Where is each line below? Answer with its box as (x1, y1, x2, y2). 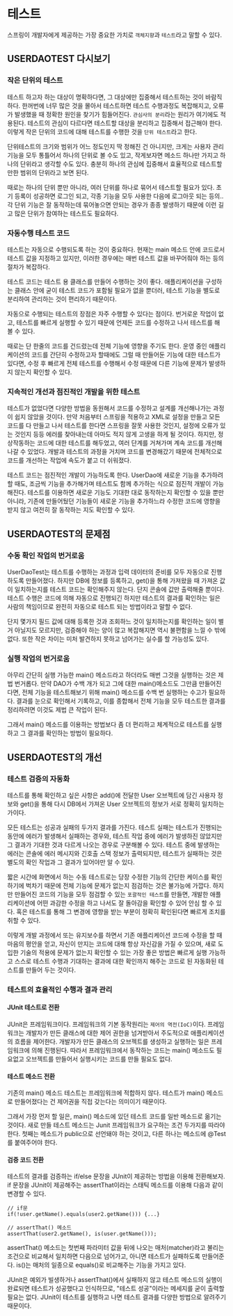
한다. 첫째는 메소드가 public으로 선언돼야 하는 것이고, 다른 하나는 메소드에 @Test (7, 1130, 226, 1138)
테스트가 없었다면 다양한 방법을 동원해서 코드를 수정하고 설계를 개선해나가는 (7, 404, 212, 412)
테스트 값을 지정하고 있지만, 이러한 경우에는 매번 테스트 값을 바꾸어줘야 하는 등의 (7, 254, 225, 262)
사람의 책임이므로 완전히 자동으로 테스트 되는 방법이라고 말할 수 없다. (7, 602, 193, 610)
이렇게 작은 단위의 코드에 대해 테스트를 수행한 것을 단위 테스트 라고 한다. (7, 127, 198, 136)
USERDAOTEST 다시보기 (7, 53, 111, 65)
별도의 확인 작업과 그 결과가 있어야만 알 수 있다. (7, 858, 136, 866)
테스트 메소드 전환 (7, 1072, 56, 1080)
